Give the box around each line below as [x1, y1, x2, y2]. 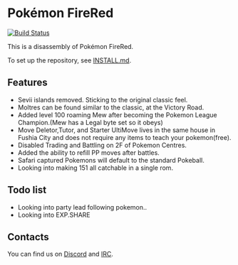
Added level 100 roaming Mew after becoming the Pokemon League [17, 110, 217, 119]
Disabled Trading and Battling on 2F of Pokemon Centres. [17, 141, 187, 149]
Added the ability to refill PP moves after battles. [17, 148, 160, 157]
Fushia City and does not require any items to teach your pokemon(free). [17, 133, 232, 141]
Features [7, 77, 48, 89]
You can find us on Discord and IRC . [7, 250, 114, 259]
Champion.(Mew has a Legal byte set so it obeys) [17, 118, 164, 126]
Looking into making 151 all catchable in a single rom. [17, 163, 173, 172]
